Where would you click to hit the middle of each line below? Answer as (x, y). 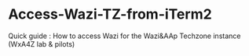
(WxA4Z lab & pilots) (42, 44)
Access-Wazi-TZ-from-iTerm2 (110, 14)
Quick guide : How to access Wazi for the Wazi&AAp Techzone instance (124, 36)
